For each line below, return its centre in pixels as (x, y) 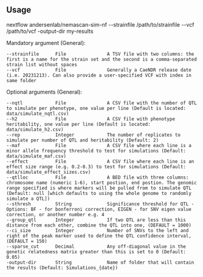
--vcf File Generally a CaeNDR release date (99, 70)
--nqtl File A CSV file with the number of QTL (102, 103)
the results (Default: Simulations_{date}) (62, 268)
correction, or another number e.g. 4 (55, 214)
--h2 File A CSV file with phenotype (91, 119)
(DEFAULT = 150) (27, 241)
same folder (21, 80)
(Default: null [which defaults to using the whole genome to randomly (99, 193)
